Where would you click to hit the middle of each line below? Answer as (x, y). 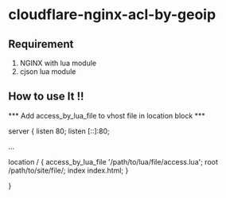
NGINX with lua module (58, 63)
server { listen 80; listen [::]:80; (59, 131)
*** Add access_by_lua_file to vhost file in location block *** (107, 115)
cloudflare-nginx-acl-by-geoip (112, 15)
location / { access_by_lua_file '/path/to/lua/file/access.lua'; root (113, 161)
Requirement (41, 44)
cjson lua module (48, 72)
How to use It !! (46, 97)
